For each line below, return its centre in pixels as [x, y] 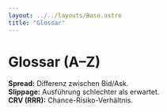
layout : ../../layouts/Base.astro [65, 15]
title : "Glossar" [37, 23]
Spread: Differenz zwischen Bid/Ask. [68, 84]
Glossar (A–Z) [55, 62]
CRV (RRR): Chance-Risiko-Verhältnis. [70, 100]
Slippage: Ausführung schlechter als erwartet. [84, 92]
